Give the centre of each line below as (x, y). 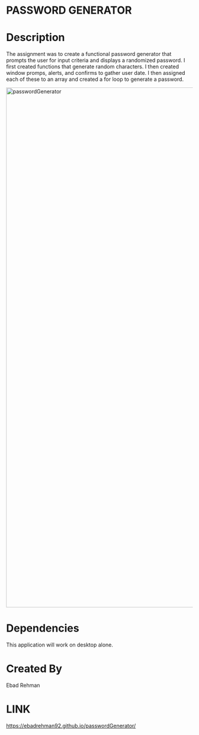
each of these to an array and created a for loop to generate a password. (95, 79)
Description (36, 38)
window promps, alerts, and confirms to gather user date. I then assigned (96, 73)
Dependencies (43, 628)
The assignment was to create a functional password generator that (89, 54)
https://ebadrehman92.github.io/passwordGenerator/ (71, 725)
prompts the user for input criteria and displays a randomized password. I (96, 61)
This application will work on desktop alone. (60, 645)
